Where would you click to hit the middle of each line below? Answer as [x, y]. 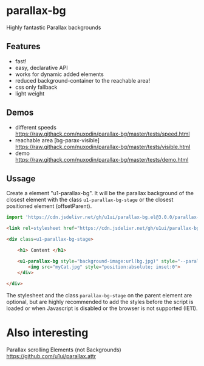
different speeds [36, 127]
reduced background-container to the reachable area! [83, 80]
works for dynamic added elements [59, 74]
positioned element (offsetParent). [49, 206]
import [15, 217]
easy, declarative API [41, 67]
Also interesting [47, 333]
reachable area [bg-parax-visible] [57, 140]
